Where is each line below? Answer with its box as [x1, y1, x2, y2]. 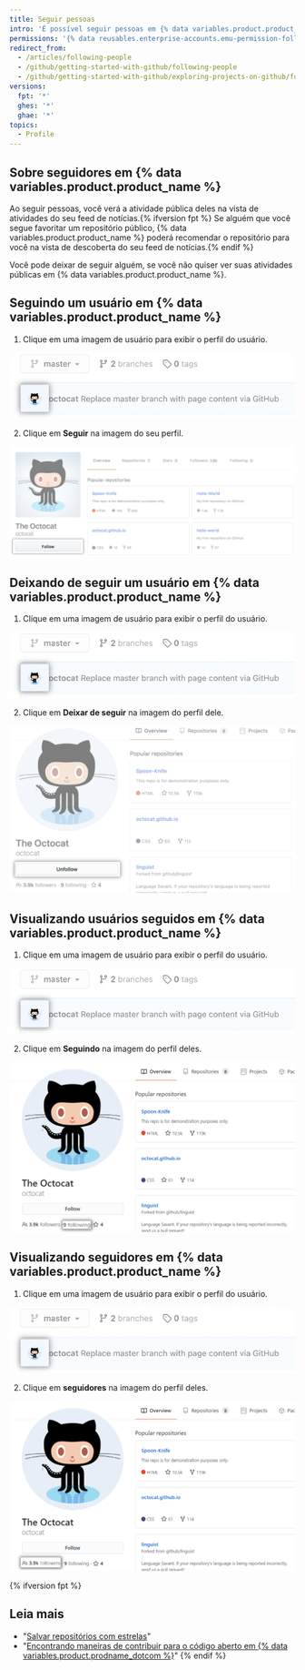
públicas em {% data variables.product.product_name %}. [9, 268, 227, 279]
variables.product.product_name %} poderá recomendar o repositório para [9, 232, 290, 243]
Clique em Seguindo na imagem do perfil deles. [22, 1043, 202, 1055]
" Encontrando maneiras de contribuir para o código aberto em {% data [22, 1640, 289, 1651]
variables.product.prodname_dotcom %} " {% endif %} [22, 1650, 227, 1661]
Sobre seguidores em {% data [9, 165, 182, 180]
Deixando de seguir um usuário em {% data [9, 574, 261, 591]
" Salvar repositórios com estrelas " [22, 1630, 152, 1642]
